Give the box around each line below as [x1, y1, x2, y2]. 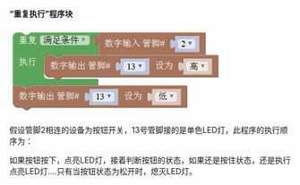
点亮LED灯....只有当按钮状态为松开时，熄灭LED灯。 [9, 166, 198, 177]
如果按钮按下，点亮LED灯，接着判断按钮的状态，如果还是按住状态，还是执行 [9, 155, 291, 165]
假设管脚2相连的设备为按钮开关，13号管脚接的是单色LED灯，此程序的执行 [9, 125, 280, 136]
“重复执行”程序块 [9, 8, 73, 19]
